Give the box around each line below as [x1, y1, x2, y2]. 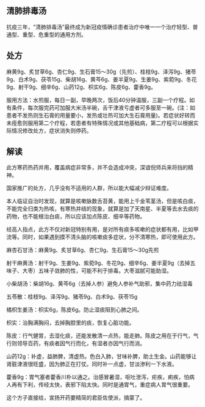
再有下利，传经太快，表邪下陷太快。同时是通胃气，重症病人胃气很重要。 [11, 381, 193, 389]
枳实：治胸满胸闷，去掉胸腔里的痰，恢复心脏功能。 [6, 319, 135, 326]
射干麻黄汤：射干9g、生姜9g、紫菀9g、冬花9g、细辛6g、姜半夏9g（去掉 [6, 260, 190, 267]
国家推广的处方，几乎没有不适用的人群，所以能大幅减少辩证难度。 [6, 184, 172, 192]
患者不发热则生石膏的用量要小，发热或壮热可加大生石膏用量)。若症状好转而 [6, 111, 196, 119]
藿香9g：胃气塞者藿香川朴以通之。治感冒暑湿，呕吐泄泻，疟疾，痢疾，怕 [6, 373, 190, 381]
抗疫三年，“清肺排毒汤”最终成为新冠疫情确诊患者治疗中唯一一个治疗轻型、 [6, 23, 193, 31]
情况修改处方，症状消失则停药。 [11, 127, 92, 134]
